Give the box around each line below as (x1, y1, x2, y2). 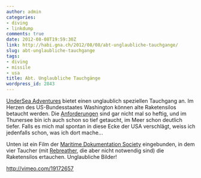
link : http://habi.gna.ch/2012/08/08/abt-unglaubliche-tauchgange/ (6, 42, 179, 48)
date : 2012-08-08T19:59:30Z (6, 36, 77, 42)
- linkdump (6, 25, 34, 32)
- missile (6, 64, 31, 70)
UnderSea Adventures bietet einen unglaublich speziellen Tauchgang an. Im (6, 97, 194, 105)
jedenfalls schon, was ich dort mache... (6, 129, 103, 136)
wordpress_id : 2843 (6, 81, 55, 87)
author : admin (6, 8, 42, 15)
